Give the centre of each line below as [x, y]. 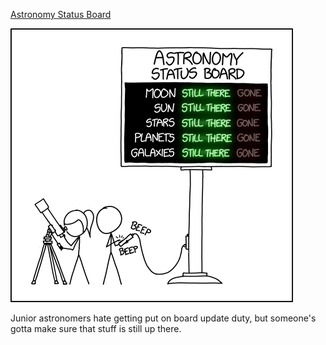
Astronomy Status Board [61, 14]
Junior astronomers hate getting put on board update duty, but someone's [163, 318]
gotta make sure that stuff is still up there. [96, 328]
